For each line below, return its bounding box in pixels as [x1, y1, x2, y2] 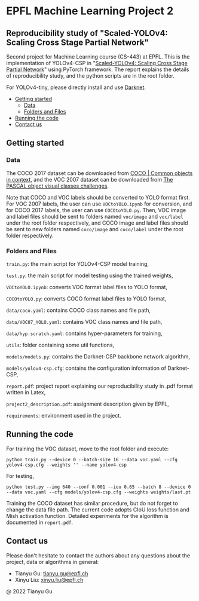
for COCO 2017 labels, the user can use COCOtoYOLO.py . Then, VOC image [6, 206, 186, 213]
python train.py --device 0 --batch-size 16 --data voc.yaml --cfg [6, 456, 178, 462]
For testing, [6, 472, 35, 479]
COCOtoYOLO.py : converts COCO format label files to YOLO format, [6, 295, 167, 302]
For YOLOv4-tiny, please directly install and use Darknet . [6, 84, 146, 91]
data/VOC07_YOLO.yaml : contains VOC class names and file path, [6, 318, 163, 325]
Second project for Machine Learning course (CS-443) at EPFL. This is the [6, 53, 190, 60]
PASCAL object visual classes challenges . [6, 182, 109, 189]
